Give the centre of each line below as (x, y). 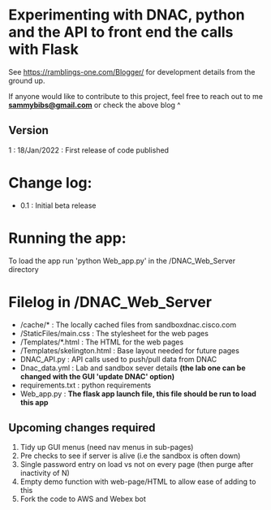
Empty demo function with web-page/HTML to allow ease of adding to (138, 482)
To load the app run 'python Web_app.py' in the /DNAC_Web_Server (122, 261)
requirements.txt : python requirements (86, 385)
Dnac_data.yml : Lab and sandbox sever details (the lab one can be (133, 368)
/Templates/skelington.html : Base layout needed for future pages (129, 350)
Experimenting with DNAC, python (127, 15)
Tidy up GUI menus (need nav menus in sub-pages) (107, 447)
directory (24, 269)
